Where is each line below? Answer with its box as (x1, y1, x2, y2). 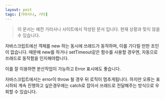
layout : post (5, 7, 32, 12)
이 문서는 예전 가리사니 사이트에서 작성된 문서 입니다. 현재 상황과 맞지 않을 (17, 26, 160, 32)
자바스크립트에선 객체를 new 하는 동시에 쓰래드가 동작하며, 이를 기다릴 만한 (5, 43, 150, 49)
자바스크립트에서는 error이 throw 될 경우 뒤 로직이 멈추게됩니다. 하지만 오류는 (5, 76, 155, 82)
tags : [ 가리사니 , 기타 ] (5, 12, 48, 17)
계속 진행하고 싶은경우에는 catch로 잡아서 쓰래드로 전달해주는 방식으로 (18, 82, 155, 88)
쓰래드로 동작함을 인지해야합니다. (5, 55, 69, 61)
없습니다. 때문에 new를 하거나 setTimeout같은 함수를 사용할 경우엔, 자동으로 (10, 49, 158, 55)
